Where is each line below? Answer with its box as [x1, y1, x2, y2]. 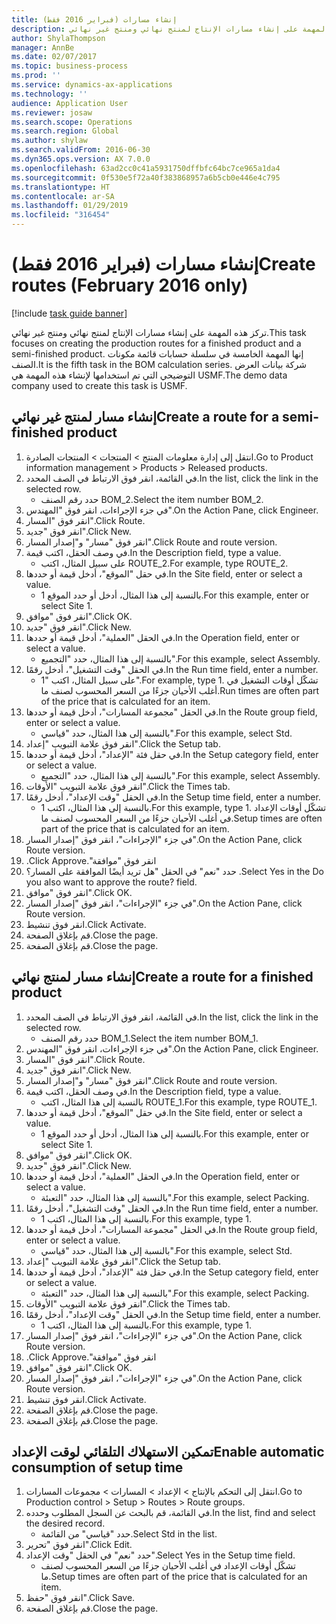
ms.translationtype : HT [11, 182, 111, 192]
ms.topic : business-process [11, 61, 129, 71]
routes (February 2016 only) [11, 274, 249, 297]
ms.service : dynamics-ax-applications [11, 80, 173, 90]
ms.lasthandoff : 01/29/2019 [11, 201, 129, 211]
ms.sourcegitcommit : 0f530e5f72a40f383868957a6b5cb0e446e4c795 [11, 172, 281, 183]
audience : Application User [11, 98, 129, 108]
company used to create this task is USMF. [11, 379, 188, 391]
